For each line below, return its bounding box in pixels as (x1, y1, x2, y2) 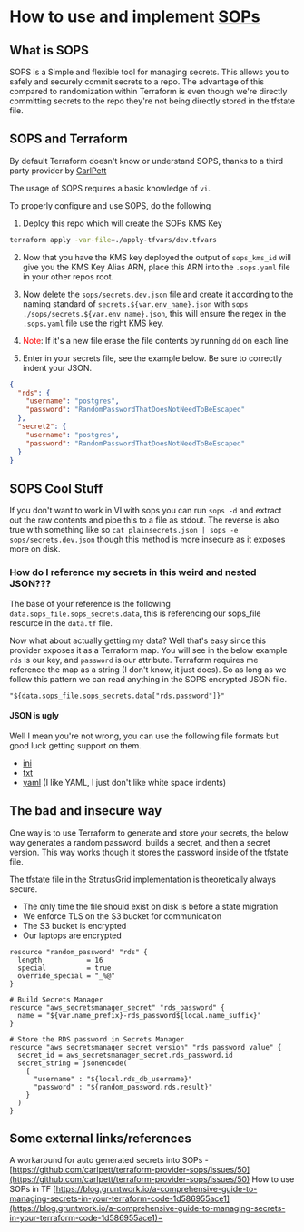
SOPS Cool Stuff (9, 481, 103, 496)
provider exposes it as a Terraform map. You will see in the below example (9, 644, 288, 655)
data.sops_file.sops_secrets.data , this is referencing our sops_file (9, 608, 261, 619)
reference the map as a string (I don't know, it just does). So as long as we (9, 664, 287, 675)
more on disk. (9, 543, 61, 554)
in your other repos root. (22, 270, 114, 282)
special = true (17, 963, 112, 973)
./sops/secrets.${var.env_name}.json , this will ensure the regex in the (22, 308, 287, 318)
